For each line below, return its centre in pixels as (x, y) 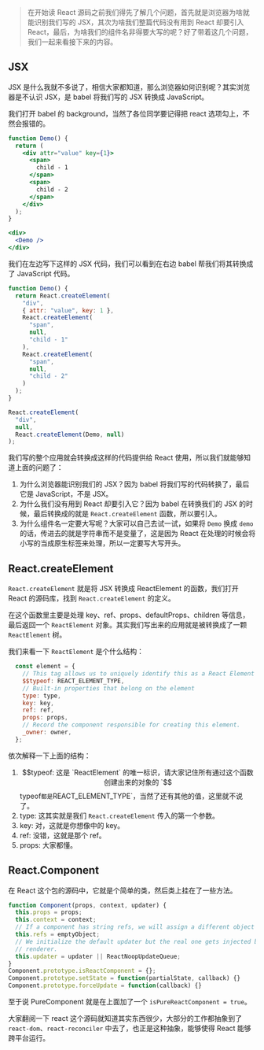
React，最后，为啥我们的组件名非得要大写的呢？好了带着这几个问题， (140, 32)
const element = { (46, 667)
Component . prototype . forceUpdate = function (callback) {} (105, 986)
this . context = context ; (56, 920)
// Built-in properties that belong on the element (108, 688)
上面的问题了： (39, 468)
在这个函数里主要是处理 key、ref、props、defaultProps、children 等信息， (129, 615)
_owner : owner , (47, 732)
